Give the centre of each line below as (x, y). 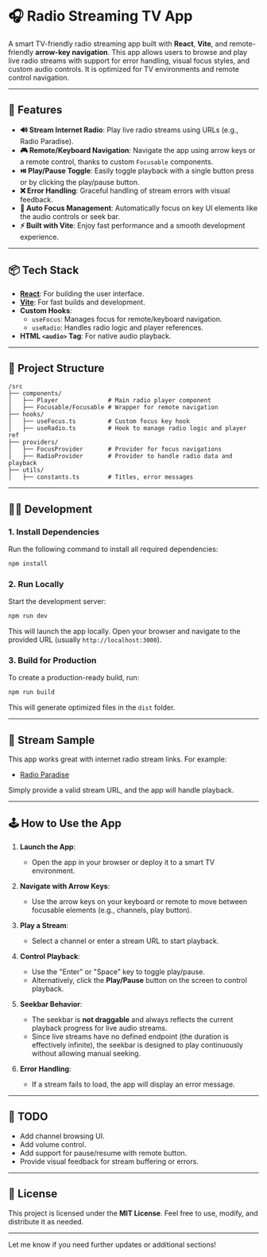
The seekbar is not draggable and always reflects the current (132, 1019)
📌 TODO (28, 1117)
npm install (28, 564)
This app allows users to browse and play (179, 52)
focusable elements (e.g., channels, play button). (112, 910)
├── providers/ (33, 442)
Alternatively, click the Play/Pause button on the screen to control (139, 980)
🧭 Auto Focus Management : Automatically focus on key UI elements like (139, 208)
